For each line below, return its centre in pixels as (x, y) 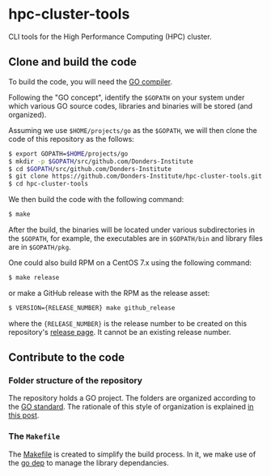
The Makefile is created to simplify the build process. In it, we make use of (132, 454)
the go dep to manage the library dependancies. (89, 462)
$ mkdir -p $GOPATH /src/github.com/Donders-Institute (101, 161)
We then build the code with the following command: (96, 199)
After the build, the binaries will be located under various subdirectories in (131, 229)
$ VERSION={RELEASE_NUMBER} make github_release (92, 308)
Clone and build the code (73, 62)
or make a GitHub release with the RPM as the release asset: (109, 293)
